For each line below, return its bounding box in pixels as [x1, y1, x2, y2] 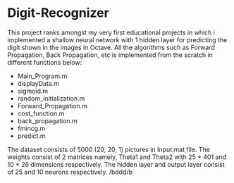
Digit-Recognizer [7, 5, 109, 21]
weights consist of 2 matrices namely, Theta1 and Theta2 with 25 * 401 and [7, 153, 227, 161]
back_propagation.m [17, 116, 78, 125]
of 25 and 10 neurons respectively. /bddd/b [7, 168, 133, 176]
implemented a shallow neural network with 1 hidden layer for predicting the [7, 35, 228, 44]
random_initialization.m [17, 94, 85, 103]
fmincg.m [17, 124, 46, 132]
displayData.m [17, 79, 60, 87]
